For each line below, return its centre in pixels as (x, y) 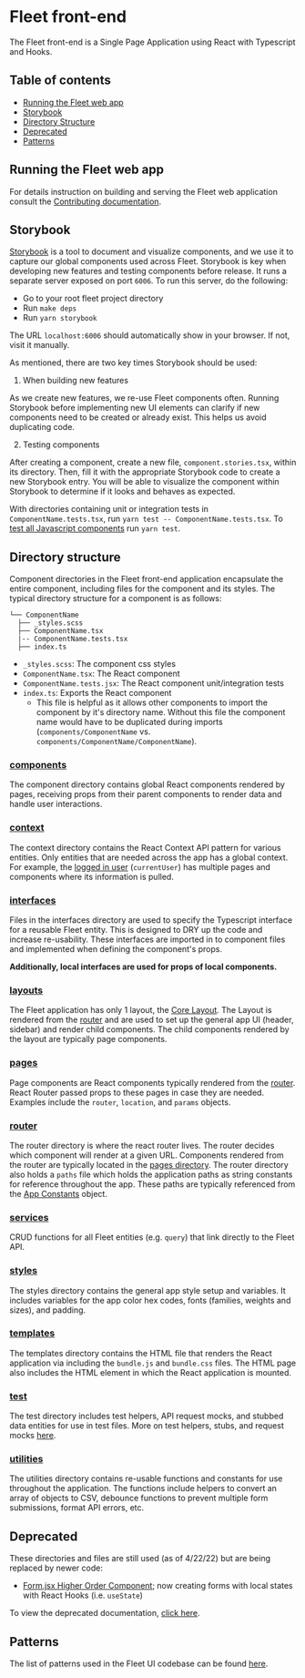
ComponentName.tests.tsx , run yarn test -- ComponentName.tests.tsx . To (147, 519)
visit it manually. (40, 345)
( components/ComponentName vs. (93, 732)
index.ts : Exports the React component (97, 693)
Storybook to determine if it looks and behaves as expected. (122, 491)
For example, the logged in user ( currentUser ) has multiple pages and (140, 866)
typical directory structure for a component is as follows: (116, 599)
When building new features (76, 381)
